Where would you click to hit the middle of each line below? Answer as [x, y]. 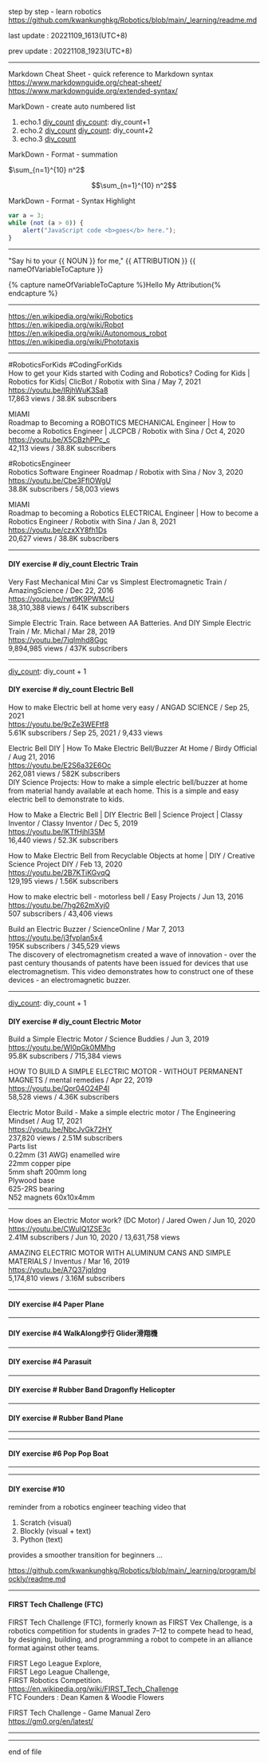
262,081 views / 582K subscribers [65, 774]
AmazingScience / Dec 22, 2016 [61, 590]
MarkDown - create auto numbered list [72, 106]
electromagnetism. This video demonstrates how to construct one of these [131, 971]
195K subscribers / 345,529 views [64, 945]
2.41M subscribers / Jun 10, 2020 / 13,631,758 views [94, 1237]
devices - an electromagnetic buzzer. [70, 980]
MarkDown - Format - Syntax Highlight [72, 201]
